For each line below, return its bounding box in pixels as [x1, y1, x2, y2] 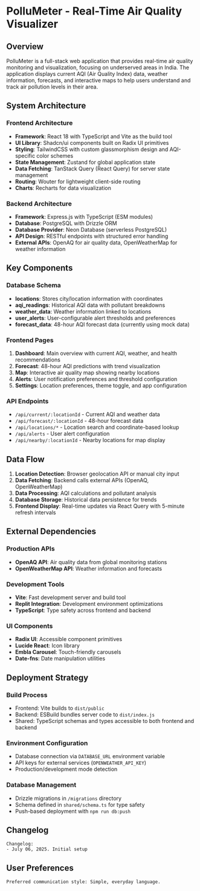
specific [15, 152, 35, 159]
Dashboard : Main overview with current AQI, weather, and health [15, 349, 177, 357]
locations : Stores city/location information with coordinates [15, 295, 163, 302]
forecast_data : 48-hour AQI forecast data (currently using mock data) [15, 320, 190, 328]
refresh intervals [15, 509, 56, 516]
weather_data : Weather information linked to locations [15, 308, 152, 315]
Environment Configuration [6, 739, 88, 747]
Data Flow [6, 454, 45, 465]
